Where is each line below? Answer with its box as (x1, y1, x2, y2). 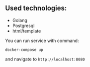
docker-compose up (5, 47, 43, 52)
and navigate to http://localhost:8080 (5, 56, 85, 62)
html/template (12, 27, 41, 34)
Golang (12, 17, 27, 23)
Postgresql (12, 22, 35, 28)
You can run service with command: (5, 37, 79, 43)
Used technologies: (5, 4, 67, 12)
